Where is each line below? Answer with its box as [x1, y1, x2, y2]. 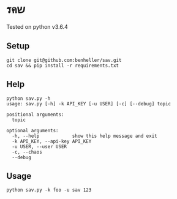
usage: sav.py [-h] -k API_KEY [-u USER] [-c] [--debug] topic [6, 100, 171, 107]
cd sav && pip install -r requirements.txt [6, 62, 119, 69]
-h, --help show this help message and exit [12, 133, 157, 139]
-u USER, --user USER [12, 143, 67, 149]
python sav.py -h [6, 95, 51, 102]
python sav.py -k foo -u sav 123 [6, 187, 92, 193]
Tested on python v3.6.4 [6, 23, 69, 30]
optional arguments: [6, 127, 59, 133]
